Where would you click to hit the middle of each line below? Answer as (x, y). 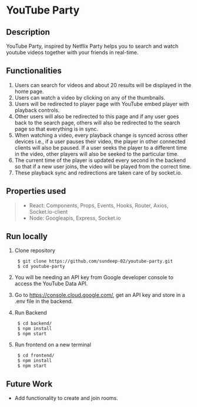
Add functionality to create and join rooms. (66, 398)
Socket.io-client (49, 211)
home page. (29, 91)
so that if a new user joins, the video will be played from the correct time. (103, 166)
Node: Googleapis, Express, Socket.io (75, 218)
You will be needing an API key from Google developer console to (94, 277)
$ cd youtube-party (41, 267)
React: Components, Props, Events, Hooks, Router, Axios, (99, 205)
